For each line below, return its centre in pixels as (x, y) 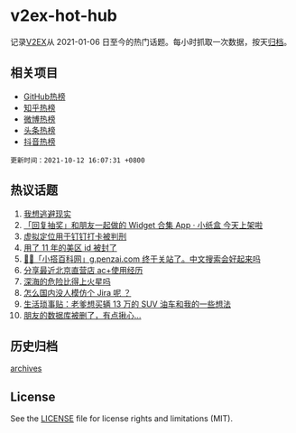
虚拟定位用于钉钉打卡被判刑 (75, 236)
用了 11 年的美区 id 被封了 (70, 247)
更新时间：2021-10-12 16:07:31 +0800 (78, 160)
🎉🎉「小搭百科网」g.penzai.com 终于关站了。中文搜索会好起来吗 (142, 259)
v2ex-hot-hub (64, 16)
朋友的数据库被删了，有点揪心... (82, 315)
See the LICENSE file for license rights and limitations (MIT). (122, 419)
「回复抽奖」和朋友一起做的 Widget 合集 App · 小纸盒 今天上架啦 (143, 225)
